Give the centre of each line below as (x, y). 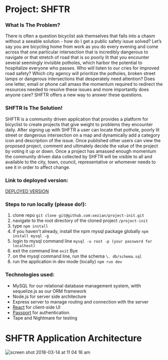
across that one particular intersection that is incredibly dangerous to (77, 52)
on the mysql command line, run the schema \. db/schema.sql (77, 256)
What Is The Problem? (33, 25)
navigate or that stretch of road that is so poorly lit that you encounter (77, 57)
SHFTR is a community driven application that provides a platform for (77, 119)
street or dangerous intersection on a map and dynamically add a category (82, 135)
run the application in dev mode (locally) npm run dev (67, 262)
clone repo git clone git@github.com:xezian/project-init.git (78, 215)
